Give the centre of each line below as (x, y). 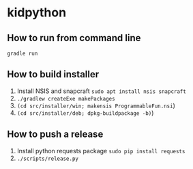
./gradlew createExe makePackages (66, 99)
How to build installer (53, 74)
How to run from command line (74, 38)
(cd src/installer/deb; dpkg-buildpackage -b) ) (85, 113)
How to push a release (55, 134)
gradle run (23, 53)
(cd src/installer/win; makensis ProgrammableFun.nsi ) (96, 105)
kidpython (37, 13)
